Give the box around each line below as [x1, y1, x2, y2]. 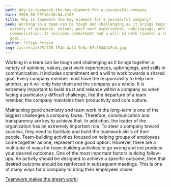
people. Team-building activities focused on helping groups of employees [5, 134, 160, 140]
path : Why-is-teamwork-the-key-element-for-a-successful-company [5, 7, 147, 13]
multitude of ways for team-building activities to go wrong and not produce [5, 144, 163, 150]
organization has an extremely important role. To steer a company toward [5, 123, 159, 129]
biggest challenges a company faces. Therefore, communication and [5, 112, 150, 118]
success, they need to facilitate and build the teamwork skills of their [5, 128, 150, 135]
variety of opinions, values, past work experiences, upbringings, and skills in [5, 65, 166, 71]
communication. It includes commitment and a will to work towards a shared [5, 70, 165, 76]
